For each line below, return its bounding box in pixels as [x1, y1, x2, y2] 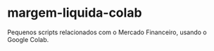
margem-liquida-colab [7, 5, 142, 21]
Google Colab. [7, 35, 49, 43]
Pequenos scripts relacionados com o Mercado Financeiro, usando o [7, 28, 208, 36]
